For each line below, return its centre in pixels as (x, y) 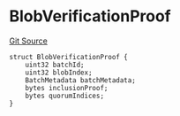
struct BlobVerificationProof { (68, 57)
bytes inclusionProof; (67, 88)
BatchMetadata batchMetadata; (81, 80)
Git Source (29, 41)
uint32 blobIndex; (59, 73)
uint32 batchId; (55, 65)
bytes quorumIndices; (64, 96)
